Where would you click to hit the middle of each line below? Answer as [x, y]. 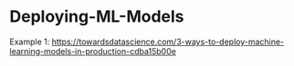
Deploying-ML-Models [97, 17]
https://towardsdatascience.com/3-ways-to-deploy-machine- [168, 42]
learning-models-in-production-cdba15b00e [93, 51]
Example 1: [30, 42]
